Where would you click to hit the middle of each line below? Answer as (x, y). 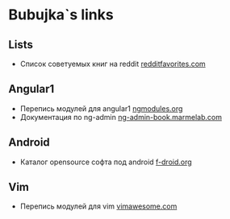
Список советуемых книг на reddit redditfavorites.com (113, 64)
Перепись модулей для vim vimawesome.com (98, 206)
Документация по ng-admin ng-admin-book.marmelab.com (121, 117)
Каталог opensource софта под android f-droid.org (106, 162)
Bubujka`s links (61, 15)
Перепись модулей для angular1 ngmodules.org (101, 108)
